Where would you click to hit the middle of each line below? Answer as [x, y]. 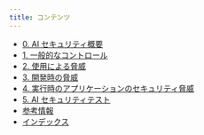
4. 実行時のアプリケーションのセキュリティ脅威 [108, 88]
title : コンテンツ [40, 17]
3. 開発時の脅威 [50, 77]
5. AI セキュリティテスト [66, 99]
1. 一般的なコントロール [65, 55]
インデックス [45, 122]
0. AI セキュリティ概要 [63, 44]
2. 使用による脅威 [54, 66]
